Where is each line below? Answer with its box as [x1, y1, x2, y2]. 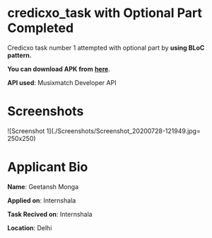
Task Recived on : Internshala [7, 210, 93, 218]
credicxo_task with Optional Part [7, 5, 203, 21]
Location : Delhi [7, 223, 52, 232]
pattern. [7, 51, 32, 59]
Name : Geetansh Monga [7, 182, 79, 191]
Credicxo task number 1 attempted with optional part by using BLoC [7, 43, 205, 52]
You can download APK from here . [7, 64, 111, 73]
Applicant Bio [7, 159, 88, 175]
